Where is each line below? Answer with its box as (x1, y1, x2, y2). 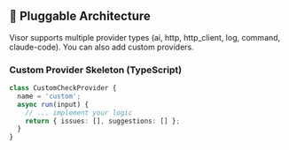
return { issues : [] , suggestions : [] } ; (25, 116, 180, 125)
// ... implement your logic (25, 108, 133, 117)
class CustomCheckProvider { (9, 84, 117, 93)
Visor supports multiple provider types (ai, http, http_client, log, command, (9, 32, 281, 42)
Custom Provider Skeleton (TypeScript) (9, 64, 183, 76)
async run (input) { (17, 100, 90, 109)
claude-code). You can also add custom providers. (9, 41, 195, 52)
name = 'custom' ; (17, 92, 82, 101)
